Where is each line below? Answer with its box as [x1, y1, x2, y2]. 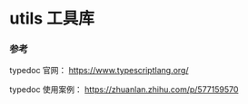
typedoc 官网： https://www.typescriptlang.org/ [9, 65, 189, 76]
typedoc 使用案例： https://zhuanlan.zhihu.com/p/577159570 [9, 84, 239, 95]
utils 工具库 [9, 8, 95, 29]
